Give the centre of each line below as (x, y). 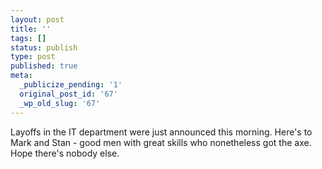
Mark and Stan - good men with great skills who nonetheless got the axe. (161, 142)
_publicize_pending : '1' (71, 85)
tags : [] (28, 38)
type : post (33, 57)
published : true (44, 66)
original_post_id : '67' (68, 94)
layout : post (37, 19)
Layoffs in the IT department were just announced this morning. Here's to (161, 132)
